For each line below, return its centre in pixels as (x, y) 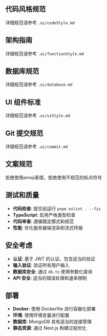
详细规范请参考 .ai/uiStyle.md (38, 115)
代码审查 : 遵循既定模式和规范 (43, 221)
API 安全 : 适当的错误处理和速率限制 (50, 278)
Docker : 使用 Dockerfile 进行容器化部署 (54, 309)
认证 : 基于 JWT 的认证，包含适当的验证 (54, 259)
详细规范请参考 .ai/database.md (39, 85)
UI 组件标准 (23, 102)
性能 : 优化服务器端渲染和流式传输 (48, 227)
